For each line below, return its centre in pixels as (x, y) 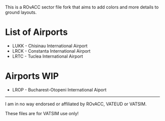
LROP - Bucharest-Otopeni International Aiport (59, 90)
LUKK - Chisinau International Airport (50, 46)
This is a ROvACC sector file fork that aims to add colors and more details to (82, 7)
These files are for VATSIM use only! (42, 113)
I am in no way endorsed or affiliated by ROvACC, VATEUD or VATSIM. (76, 104)
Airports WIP (32, 76)
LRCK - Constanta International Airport (51, 51)
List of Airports (36, 32)
